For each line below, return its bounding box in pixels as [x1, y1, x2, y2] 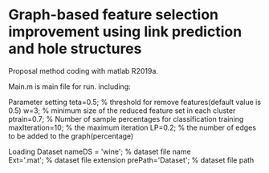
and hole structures [8, 40, 142, 58]
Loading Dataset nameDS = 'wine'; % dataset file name [8, 147, 191, 156]
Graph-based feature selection [8, 6, 219, 24]
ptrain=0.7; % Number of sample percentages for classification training [8, 114, 244, 123]
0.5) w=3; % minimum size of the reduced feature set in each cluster [8, 106, 236, 115]
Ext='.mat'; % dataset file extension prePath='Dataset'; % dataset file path [8, 155, 255, 165]
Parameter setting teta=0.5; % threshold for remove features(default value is [8, 97, 262, 107]
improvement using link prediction [8, 22, 243, 41]
